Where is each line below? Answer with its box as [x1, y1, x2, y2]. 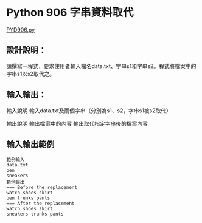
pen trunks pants [6, 195, 50, 201]
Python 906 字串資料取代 [6, 5, 134, 19]
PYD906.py [6, 26, 35, 33]
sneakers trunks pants [6, 211, 64, 218]
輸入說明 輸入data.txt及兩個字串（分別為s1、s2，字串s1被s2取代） [6, 107, 172, 114]
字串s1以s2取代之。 [6, 70, 55, 77]
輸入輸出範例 [6, 139, 55, 149]
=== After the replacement [6, 201, 75, 207]
